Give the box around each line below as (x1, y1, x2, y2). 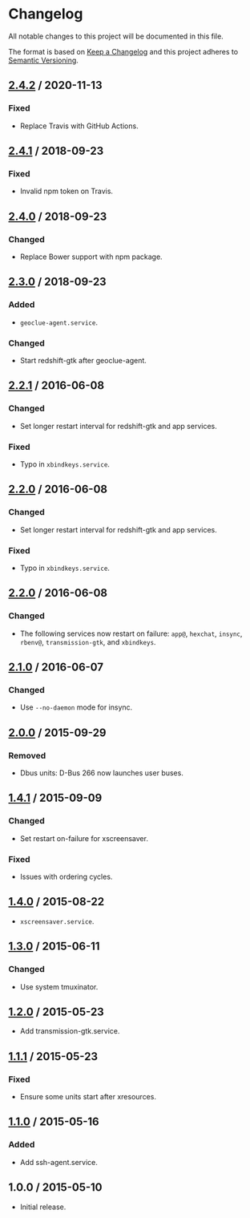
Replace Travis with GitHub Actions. (19, 121, 139, 131)
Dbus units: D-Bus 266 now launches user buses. (19, 768, 184, 778)
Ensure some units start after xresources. (19, 1092, 156, 1101)
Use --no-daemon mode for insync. (19, 702, 133, 712)
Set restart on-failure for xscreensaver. (19, 833, 148, 843)
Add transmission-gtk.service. (19, 1026, 120, 1036)
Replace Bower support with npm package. (19, 252, 163, 261)
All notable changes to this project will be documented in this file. (8, 31, 224, 41)
